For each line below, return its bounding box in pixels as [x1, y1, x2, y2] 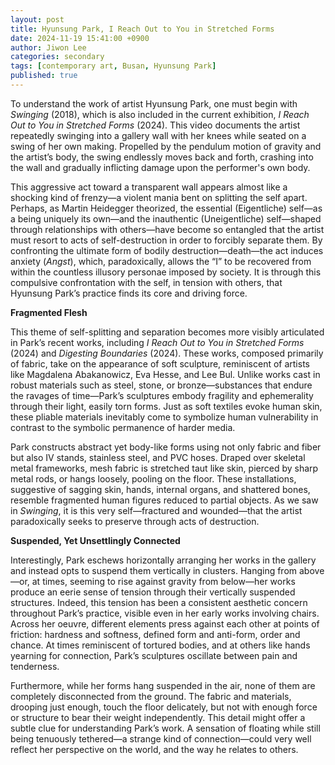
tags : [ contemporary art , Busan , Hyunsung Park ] [10, 61, 217, 71]
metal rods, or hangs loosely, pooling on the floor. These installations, [10, 472, 297, 485]
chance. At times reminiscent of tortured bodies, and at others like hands [10, 639, 311, 651]
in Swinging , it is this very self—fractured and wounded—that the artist [10, 504, 303, 516]
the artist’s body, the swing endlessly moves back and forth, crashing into [10, 151, 314, 163]
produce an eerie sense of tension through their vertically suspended [10, 586, 296, 598]
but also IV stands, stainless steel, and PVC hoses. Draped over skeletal [10, 451, 306, 463]
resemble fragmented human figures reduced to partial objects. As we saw [10, 494, 319, 506]
